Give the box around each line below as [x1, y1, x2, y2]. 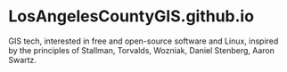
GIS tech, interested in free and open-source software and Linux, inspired [8, 36, 279, 46]
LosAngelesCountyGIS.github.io [8, 6, 255, 27]
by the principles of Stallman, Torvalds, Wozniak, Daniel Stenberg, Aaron [8, 44, 275, 55]
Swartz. [8, 54, 37, 65]
